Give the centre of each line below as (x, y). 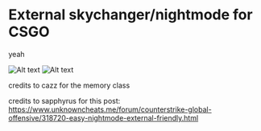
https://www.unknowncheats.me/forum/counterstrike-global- (110, 109)
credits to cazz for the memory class (69, 85)
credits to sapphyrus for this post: (64, 100)
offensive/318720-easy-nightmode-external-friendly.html (104, 117)
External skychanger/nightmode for (130, 15)
